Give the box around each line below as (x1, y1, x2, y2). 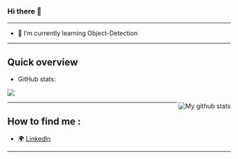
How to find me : (7, 115, 81, 127)
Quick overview (7, 56, 79, 68)
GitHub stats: (17, 75, 57, 83)
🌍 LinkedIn (17, 134, 51, 143)
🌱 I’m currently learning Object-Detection (17, 29, 138, 37)
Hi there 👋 (7, 6, 42, 16)
